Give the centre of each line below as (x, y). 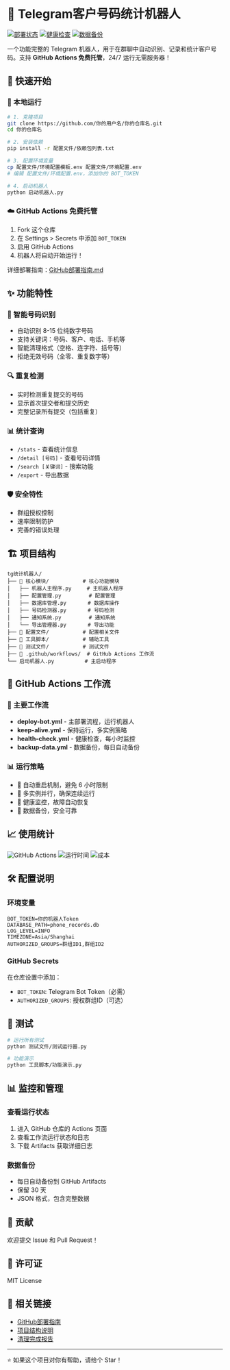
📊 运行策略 (26, 767)
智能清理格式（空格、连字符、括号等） (71, 348)
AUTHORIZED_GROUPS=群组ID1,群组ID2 (56, 944)
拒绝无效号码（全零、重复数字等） (65, 356)
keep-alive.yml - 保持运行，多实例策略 (72, 730)
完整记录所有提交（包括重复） (59, 411)
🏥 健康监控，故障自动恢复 (53, 802)
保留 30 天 (31, 1190)
